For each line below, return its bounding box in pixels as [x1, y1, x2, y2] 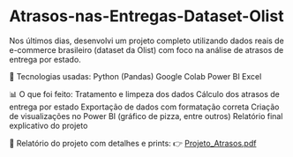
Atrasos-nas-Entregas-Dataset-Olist [9, 6, 284, 26]
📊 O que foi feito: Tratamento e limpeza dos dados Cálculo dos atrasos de [9, 88, 280, 99]
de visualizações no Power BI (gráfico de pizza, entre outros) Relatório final [9, 110, 283, 121]
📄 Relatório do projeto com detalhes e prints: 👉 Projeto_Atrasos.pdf [9, 138, 257, 148]
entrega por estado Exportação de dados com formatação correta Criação [9, 101, 280, 112]
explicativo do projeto [9, 120, 88, 131]
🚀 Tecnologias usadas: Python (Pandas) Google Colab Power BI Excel [9, 71, 262, 81]
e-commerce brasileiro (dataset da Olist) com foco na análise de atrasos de [9, 44, 284, 55]
